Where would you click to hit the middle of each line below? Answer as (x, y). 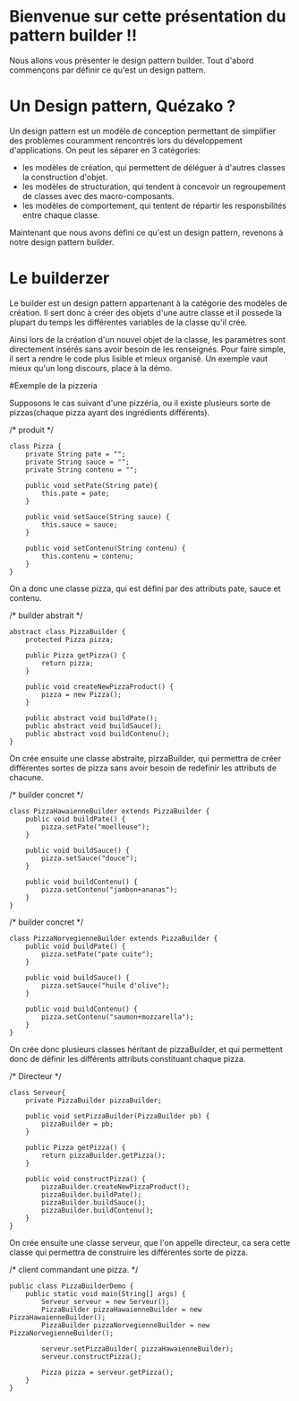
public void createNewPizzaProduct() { (100, 687)
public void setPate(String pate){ (92, 485)
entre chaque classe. (61, 215)
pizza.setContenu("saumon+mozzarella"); (118, 1017)
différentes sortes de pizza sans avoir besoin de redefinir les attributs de (143, 768)
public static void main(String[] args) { (106, 1293)
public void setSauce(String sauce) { (98, 517)
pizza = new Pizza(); (82, 694)
